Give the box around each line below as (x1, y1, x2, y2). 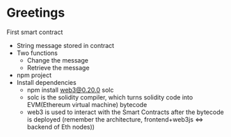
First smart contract (6, 28, 63, 36)
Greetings (6, 5, 65, 21)
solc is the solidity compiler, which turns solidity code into (26, 92, 193, 102)
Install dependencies (16, 78, 77, 86)
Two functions (16, 49, 58, 57)
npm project (16, 71, 51, 79)
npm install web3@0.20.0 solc (26, 86, 114, 94)
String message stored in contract (16, 41, 115, 49)
